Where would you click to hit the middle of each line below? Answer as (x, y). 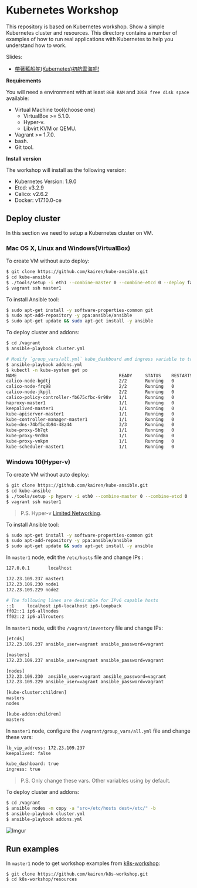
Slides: (14, 56)
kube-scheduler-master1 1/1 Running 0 (90, 447)
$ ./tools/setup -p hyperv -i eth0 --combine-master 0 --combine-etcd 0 (97, 496)
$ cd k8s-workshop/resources (42, 879)
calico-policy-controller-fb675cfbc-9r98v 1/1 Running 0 (90, 398)
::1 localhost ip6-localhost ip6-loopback (64, 606)
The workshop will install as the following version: (66, 170)
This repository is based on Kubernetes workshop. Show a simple (86, 26)
